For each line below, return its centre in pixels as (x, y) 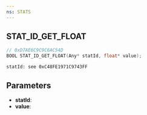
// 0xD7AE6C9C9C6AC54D (35, 50)
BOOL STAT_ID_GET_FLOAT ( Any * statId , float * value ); (74, 56)
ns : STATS (19, 12)
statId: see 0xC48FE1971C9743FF (47, 67)
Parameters (29, 85)
